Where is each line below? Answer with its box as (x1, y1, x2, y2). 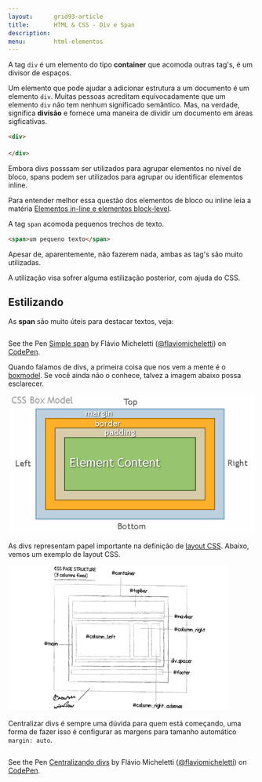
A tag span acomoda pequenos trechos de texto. (8, 219, 165, 228)
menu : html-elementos (8, 38, 104, 45)
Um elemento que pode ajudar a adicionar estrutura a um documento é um (8, 83, 249, 93)
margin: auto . (8, 735, 53, 744)
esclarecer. (8, 379, 45, 388)
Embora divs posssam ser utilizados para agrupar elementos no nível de (8, 163, 242, 173)
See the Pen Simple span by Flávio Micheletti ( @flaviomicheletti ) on (8, 338, 227, 348)
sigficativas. (8, 117, 47, 126)
